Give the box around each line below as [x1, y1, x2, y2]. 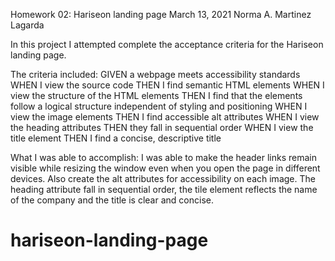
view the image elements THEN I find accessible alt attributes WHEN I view [10, 111, 320, 123]
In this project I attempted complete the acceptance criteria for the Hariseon [10, 39, 324, 50]
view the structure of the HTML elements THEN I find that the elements [10, 90, 303, 101]
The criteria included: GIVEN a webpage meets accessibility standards [10, 69, 301, 80]
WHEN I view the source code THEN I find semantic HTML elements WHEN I [10, 79, 325, 91]
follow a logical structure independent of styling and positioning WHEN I [10, 100, 308, 112]
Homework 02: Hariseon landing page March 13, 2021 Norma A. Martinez [10, 9, 312, 20]
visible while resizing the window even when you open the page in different [10, 162, 321, 174]
